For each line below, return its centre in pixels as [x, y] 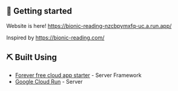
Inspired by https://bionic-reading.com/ [55, 38]
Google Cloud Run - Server [49, 81]
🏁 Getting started [39, 11]
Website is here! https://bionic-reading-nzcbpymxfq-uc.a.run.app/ [89, 25]
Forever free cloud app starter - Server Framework [78, 75]
